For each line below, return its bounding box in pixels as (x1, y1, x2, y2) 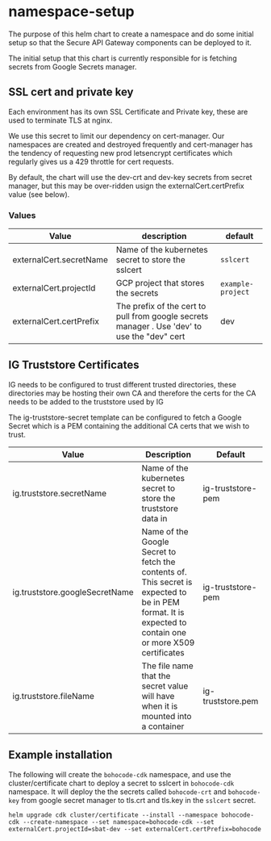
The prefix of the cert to (115, 301, 206, 312)
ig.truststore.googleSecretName (12, 586, 135, 597)
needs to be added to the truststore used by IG (8, 396, 164, 406)
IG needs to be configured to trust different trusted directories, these (8, 379, 236, 389)
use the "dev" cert (115, 331, 186, 342)
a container (141, 721, 185, 732)
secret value (141, 680, 189, 692)
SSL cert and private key (8, 86, 134, 99)
